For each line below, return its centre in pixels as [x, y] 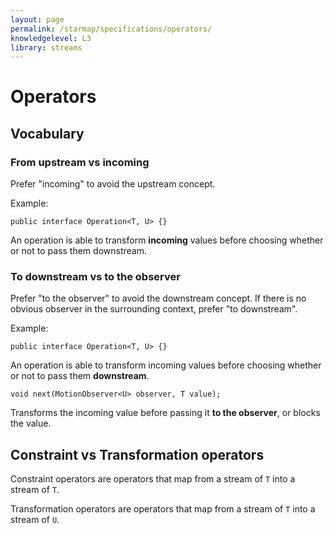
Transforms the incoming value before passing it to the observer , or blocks [165, 413]
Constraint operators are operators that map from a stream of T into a [153, 479]
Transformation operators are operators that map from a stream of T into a [163, 509]
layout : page [37, 19]
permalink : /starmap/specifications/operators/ [111, 29]
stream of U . [35, 520]
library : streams [46, 47]
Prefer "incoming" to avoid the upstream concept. [113, 184]
